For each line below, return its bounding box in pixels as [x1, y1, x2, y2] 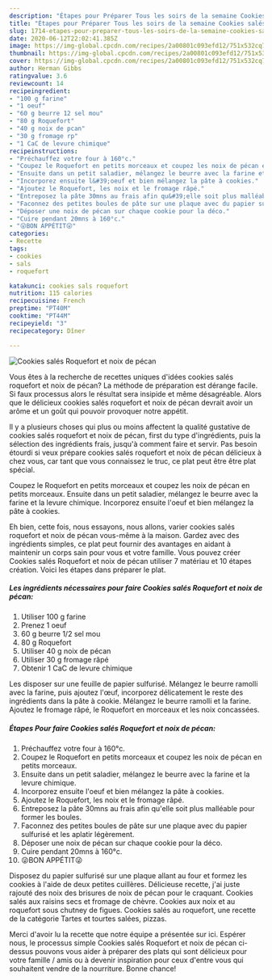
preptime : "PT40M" [9, 305, 71, 313]
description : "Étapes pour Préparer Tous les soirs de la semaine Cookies [9, 11, 266, 20]
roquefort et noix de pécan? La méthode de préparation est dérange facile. [9, 381, 258, 390]
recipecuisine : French [9, 297, 86, 305]
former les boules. [20, 813, 82, 822]
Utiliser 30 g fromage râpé [20, 655, 109, 665]
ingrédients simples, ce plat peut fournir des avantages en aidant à [9, 539, 231, 549]
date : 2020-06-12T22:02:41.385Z [9, 34, 118, 43]
